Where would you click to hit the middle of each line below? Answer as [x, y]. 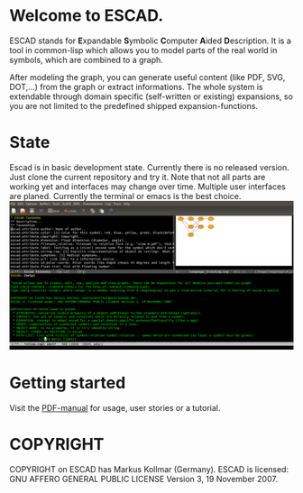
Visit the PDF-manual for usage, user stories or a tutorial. [115, 407]
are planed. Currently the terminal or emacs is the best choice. [125, 196]
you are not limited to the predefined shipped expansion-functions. [134, 105]
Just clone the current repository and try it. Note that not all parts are [138, 177]
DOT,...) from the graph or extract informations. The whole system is [136, 87]
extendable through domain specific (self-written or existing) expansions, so [151, 96]
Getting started [68, 383]
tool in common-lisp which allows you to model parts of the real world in [143, 50]
